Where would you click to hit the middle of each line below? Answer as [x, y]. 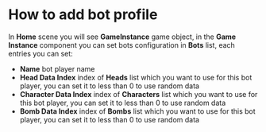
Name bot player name [57, 68]
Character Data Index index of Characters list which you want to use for [139, 94]
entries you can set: [40, 53]
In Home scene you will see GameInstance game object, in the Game [122, 37]
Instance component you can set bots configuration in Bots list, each [122, 45]
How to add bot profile [83, 15]
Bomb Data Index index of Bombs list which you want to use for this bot [137, 111]
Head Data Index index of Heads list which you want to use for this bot [136, 77]
